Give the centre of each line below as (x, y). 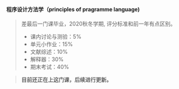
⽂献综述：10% (49, 52)
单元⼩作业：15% (52, 44)
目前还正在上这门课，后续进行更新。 (66, 80)
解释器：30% (47, 59)
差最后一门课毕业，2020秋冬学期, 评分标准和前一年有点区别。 (98, 24)
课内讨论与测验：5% (56, 37)
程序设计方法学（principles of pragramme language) (73, 9)
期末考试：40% (50, 67)
